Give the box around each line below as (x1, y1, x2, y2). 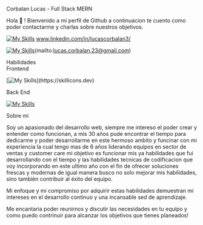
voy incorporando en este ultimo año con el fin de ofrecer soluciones (6, 163, 179, 169)
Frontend (6, 65, 29, 72)
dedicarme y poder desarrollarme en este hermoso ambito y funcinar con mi (6, 136, 197, 144)
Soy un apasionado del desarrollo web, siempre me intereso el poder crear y (6, 124, 198, 131)
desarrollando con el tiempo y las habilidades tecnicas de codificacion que (6, 156, 193, 163)
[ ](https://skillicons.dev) (6, 77, 95, 84)
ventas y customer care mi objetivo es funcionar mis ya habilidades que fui (6, 150, 194, 156)
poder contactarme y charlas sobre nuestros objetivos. (6, 24, 144, 30)
